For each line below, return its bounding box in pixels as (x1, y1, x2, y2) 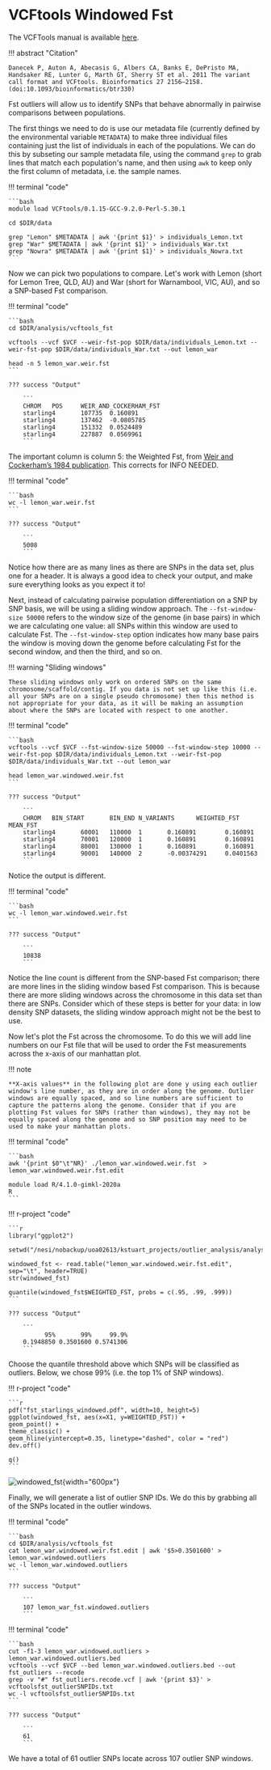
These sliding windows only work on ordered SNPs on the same (8, 678, 222, 686)
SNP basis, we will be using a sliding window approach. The (8, 603, 208, 613)
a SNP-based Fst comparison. (8, 286, 108, 295)
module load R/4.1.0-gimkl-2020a (8, 1180, 121, 1188)
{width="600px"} (62, 1476, 119, 1486)
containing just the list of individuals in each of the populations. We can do (8, 140, 256, 150)
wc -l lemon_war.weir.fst (8, 498, 95, 506)
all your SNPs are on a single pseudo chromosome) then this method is (8, 692, 254, 701)
